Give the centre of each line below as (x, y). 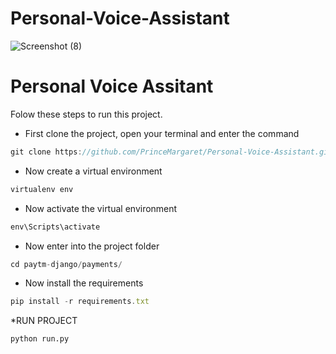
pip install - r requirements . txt (80, 302)
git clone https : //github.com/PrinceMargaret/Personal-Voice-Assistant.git (171, 152)
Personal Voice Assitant (112, 86)
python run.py (40, 339)
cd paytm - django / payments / (66, 264)
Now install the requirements (84, 283)
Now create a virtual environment (93, 171)
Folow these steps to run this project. (86, 114)
